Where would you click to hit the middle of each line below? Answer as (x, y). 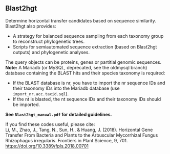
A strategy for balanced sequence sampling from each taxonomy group (88, 36)
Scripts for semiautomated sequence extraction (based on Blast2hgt (85, 47)
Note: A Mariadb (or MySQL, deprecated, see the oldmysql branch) (76, 67)
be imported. (26, 105)
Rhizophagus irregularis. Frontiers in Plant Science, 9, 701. (67, 140)
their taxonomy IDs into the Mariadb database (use (66, 88)
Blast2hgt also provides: (31, 26)
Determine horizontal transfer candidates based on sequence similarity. (81, 20)
